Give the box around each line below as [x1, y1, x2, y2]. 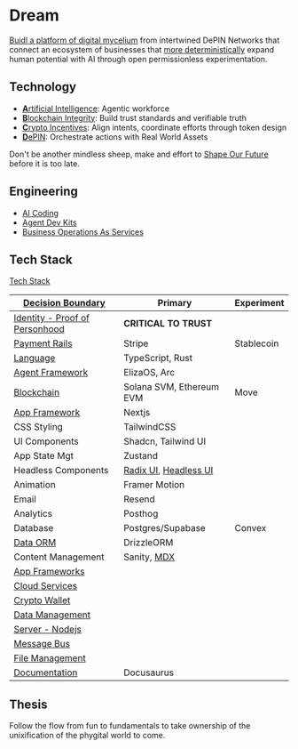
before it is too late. [9, 157, 80, 169]
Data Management [13, 608, 91, 621]
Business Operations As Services [21, 226, 145, 237]
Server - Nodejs [13, 624, 82, 636]
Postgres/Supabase [123, 522, 206, 535]
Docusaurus [123, 666, 175, 679]
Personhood [13, 323, 65, 335]
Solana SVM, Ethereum [123, 381, 220, 393]
